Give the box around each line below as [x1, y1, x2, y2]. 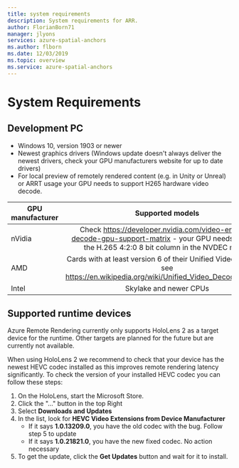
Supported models [134, 208, 200, 218]
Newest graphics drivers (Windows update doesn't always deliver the [17, 149, 222, 157]
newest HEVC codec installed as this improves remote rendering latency [7, 363, 219, 371]
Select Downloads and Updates [17, 407, 112, 415]
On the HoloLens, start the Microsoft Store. [17, 392, 144, 400]
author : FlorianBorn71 [7, 24, 75, 31]
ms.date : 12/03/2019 [7, 51, 69, 58]
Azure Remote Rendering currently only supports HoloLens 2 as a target [7, 326, 219, 335]
